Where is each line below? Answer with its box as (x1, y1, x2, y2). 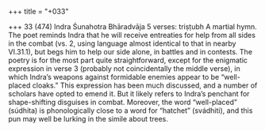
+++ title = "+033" (8, 7, 69, 16)
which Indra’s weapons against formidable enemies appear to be (8, 73, 220, 81)
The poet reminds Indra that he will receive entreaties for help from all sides (8, 31, 256, 39)
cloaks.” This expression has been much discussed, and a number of (32, 80, 258, 90)
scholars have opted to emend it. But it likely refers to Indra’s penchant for (8, 89, 250, 98)
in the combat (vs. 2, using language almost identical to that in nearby (8, 39, 236, 48)
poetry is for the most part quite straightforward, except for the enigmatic (8, 55, 248, 65)
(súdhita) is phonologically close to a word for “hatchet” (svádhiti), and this (8, 106, 253, 115)
